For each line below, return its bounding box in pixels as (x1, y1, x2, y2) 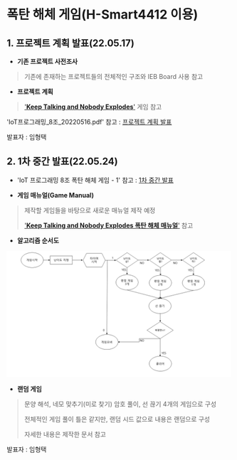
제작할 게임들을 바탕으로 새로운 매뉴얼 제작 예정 (23, 205, 156, 214)
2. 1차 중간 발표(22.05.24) (6, 156, 118, 168)
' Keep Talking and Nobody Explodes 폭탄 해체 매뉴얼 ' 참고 (23, 221, 194, 230)
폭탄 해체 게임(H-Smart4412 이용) (6, 6, 199, 23)
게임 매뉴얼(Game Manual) (16, 191, 94, 199)
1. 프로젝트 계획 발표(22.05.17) (6, 37, 135, 49)
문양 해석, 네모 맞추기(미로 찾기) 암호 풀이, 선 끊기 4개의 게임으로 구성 (23, 400, 217, 409)
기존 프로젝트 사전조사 (16, 58, 78, 65)
